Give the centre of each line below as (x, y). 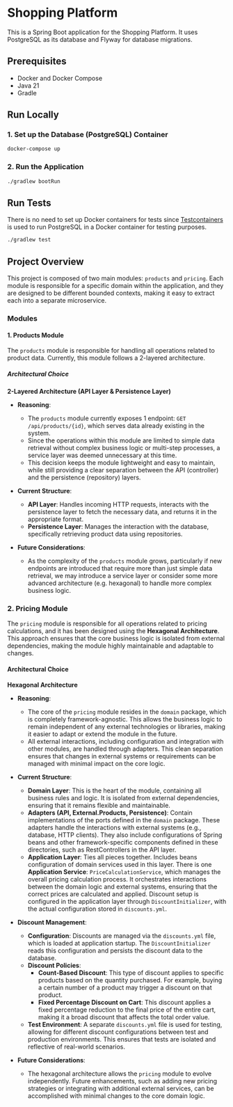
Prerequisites (37, 62)
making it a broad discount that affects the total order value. (124, 1017)
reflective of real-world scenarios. (77, 1046)
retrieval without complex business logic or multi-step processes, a (124, 448)
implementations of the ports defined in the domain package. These (124, 820)
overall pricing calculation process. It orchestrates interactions (117, 879)
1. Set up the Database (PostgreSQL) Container (88, 135)
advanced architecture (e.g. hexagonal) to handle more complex (120, 583)
